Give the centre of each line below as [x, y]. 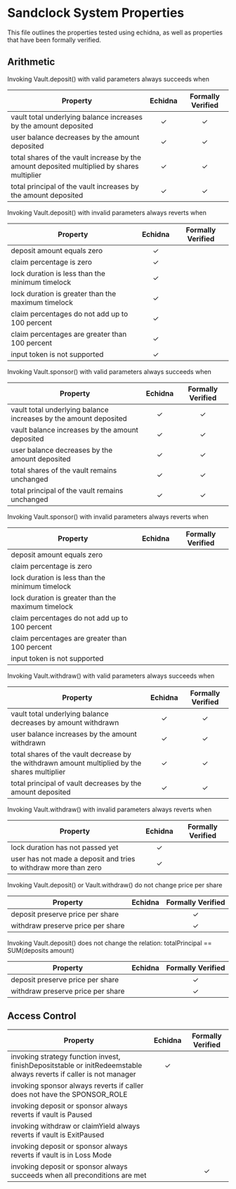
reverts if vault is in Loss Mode [61, 1155]
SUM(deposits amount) [41, 950]
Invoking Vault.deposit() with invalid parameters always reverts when [107, 212]
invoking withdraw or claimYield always [76, 1126]
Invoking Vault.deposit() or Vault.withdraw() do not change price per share [115, 885]
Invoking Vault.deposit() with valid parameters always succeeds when [108, 79]
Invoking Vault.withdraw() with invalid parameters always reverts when [110, 809]
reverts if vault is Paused [52, 1114]
